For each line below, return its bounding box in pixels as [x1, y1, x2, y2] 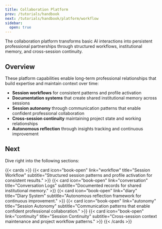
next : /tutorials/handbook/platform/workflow [5, 16, 98, 21]
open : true [9, 25, 32, 30]
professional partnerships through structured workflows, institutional [5, 43, 142, 49]
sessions [12, 100, 30, 106]
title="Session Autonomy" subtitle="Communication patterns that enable [5, 203, 150, 209]
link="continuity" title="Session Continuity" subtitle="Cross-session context [5, 213, 157, 219]
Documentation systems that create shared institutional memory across [12, 95, 157, 100]
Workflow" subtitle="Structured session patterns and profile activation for [5, 172, 153, 178]
